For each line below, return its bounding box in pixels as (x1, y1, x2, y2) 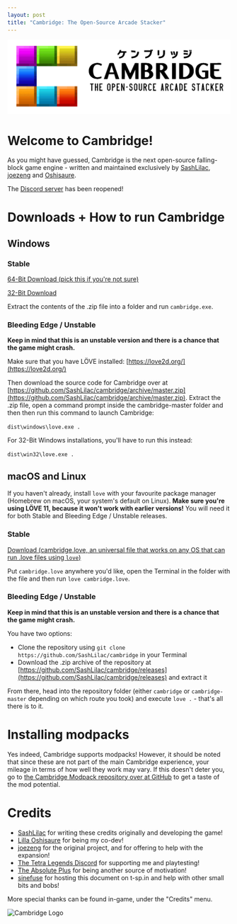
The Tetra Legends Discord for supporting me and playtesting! (17, 858, 200, 867)
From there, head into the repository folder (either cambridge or (7, 687, 190, 695)
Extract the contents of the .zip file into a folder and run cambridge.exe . (7, 302, 214, 311)
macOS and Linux (7, 470, 86, 482)
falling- (197, 156, 218, 164)
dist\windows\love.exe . (7, 423, 81, 431)
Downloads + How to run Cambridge (7, 210, 225, 226)
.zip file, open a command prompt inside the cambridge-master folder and (7, 401, 224, 410)
